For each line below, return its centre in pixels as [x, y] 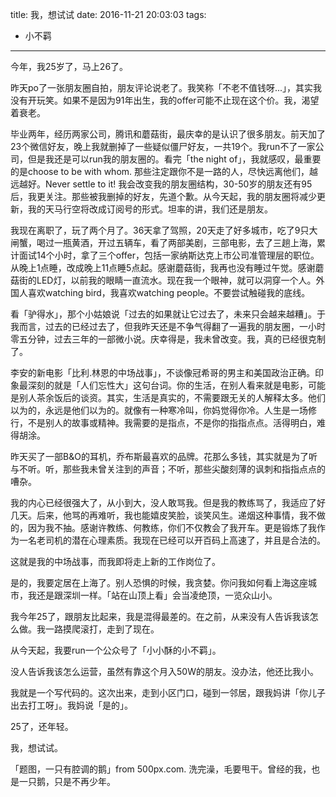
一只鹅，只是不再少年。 [67, 781]
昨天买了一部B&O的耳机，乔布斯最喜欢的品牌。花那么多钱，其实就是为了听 [164, 456]
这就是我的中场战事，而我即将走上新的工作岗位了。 [115, 561]
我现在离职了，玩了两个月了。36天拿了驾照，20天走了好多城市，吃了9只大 [164, 230]
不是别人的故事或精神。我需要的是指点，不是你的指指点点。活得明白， [172, 422]
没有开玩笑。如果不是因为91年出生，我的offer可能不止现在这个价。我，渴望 [165, 100]
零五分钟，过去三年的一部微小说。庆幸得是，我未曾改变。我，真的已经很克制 [168, 339]
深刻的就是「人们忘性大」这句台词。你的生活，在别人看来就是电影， [167, 385]
